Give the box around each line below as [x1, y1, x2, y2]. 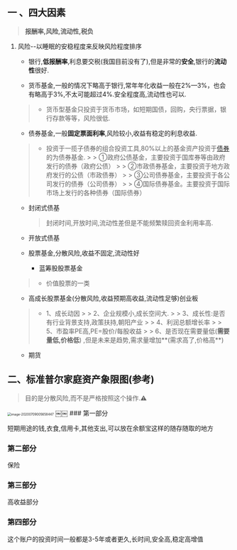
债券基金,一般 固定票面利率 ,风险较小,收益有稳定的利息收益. [28, 128, 197, 137]
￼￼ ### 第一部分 [55, 409, 109, 417]
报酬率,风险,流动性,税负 [24, 27, 94, 35]
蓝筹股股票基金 [38, 263, 83, 272]
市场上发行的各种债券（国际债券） [45, 188, 146, 197]
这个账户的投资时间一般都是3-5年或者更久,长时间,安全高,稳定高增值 [7, 534, 204, 543]
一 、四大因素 [7, 6, 66, 19]
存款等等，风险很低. [52, 114, 111, 122]
